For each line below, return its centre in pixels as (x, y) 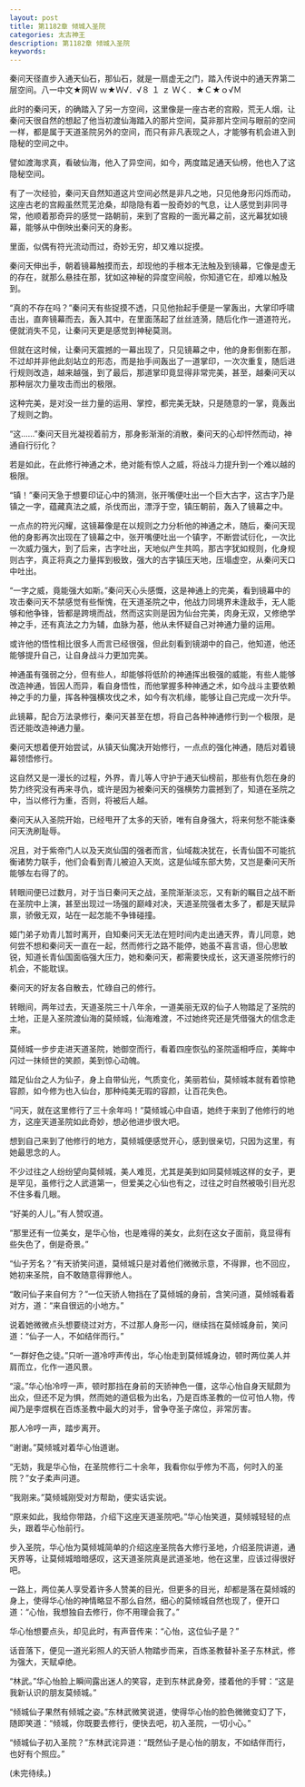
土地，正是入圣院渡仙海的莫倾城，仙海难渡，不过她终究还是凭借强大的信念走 (152, 1019)
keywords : (28, 52)
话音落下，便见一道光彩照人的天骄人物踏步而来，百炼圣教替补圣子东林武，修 (152, 1651)
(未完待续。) (30, 1773)
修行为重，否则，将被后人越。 (96, 801)
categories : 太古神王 (48, 35)
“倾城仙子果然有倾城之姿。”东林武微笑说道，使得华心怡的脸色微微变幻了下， (150, 1712)
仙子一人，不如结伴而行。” (76, 1337)
